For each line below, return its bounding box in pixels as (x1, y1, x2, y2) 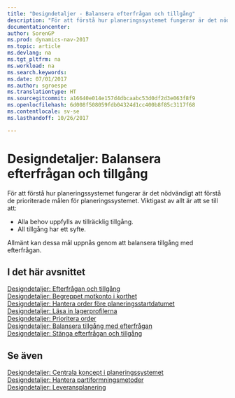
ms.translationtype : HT (7, 88, 77, 95)
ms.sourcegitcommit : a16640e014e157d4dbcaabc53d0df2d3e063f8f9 (7, 95, 196, 102)
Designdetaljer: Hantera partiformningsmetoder (7, 376, 144, 384)
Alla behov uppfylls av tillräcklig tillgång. (17, 217, 134, 226)
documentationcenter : (7, 23, 71, 30)
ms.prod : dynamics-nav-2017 (7, 36, 90, 43)
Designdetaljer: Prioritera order (7, 315, 97, 323)
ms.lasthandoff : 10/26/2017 (7, 114, 90, 121)
